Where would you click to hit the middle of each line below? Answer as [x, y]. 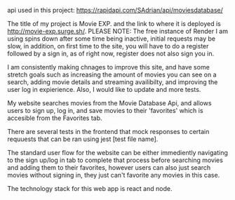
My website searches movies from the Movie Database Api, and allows [109, 103]
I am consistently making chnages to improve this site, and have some [109, 67]
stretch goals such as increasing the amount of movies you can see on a [112, 74]
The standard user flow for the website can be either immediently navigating [117, 153]
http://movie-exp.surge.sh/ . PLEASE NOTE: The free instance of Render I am [117, 31]
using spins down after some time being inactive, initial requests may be [112, 39]
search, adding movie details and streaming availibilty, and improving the [113, 82]
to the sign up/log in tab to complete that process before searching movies [115, 160]
